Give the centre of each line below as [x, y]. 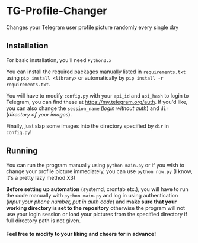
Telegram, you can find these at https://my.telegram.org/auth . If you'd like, [97, 102]
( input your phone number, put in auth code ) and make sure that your [92, 202]
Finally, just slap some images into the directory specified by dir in [87, 126]
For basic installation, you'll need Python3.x [59, 60]
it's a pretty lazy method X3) [41, 177]
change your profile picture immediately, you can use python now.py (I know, [99, 171]
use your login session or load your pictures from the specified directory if [97, 214]
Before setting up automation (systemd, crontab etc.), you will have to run [97, 189]
